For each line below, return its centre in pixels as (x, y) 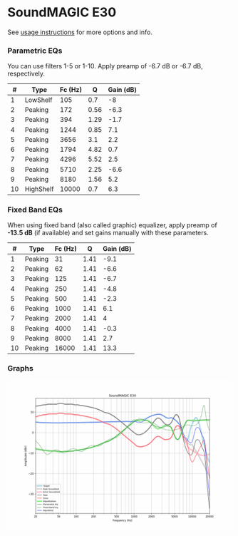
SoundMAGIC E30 (62, 12)
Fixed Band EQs (35, 210)
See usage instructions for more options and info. (80, 32)
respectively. (26, 74)
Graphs (20, 368)
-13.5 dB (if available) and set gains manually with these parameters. (108, 233)
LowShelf (38, 100)
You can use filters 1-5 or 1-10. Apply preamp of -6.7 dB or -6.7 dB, (105, 66)
